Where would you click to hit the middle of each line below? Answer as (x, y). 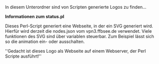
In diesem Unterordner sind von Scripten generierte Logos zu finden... (76, 7)
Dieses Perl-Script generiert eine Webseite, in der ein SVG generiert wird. (79, 26)
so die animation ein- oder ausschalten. (45, 42)
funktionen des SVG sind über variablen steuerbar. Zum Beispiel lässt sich (79, 36)
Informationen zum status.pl (35, 16)
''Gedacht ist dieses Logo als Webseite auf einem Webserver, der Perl (75, 51)
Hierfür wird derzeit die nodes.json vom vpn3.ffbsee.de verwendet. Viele (79, 31)
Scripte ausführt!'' (23, 56)
